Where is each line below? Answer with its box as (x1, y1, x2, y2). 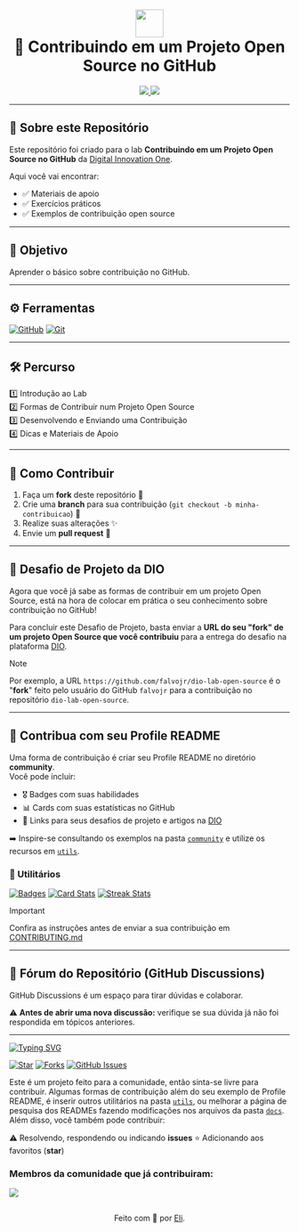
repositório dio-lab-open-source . (9, 694, 129, 705)
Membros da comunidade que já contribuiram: (9, 1167, 214, 1179)
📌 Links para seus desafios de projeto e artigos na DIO (21, 815, 222, 826)
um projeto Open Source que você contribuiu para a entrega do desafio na (9, 631, 287, 641)
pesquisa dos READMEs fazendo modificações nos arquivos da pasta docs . (9, 1105, 285, 1115)
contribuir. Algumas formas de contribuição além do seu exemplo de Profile (9, 1086, 287, 1097)
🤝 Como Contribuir (9, 466, 115, 481)
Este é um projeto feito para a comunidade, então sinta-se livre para (9, 1076, 259, 1087)
